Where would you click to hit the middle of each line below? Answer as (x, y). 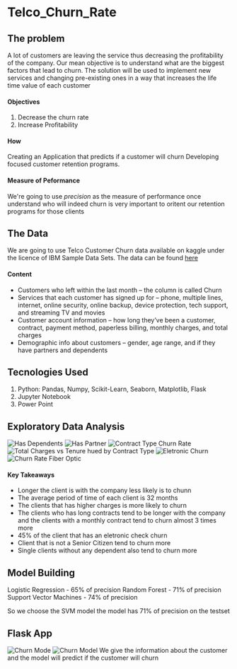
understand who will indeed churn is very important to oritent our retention (116, 204)
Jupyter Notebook (44, 397)
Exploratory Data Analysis (66, 426)
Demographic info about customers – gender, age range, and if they (116, 342)
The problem (36, 39)
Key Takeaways (31, 475)
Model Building (41, 572)
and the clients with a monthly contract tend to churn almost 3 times (117, 520)
